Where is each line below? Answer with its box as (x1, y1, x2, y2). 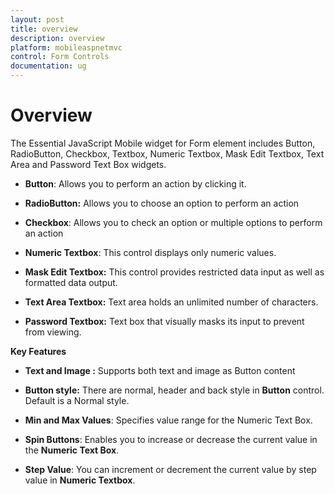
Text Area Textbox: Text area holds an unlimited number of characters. (24, 296, 319, 308)
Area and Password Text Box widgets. (10, 158, 167, 170)
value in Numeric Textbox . (24, 474, 136, 486)
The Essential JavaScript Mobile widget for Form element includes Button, (10, 137, 316, 149)
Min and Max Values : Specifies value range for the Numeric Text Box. (24, 414, 313, 426)
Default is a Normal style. (24, 394, 130, 406)
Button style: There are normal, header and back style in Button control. (24, 384, 325, 396)
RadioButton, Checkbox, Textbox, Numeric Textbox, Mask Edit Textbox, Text (10, 147, 325, 160)
